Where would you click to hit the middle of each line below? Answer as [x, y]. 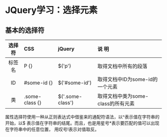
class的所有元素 [116, 104]
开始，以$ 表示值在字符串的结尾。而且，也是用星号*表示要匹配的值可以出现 [82, 123]
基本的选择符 [25, 30]
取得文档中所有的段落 [123, 66]
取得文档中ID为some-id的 [128, 79]
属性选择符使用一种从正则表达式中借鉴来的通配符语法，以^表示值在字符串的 [83, 117]
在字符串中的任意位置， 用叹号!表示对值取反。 [52, 129]
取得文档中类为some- [123, 96]
